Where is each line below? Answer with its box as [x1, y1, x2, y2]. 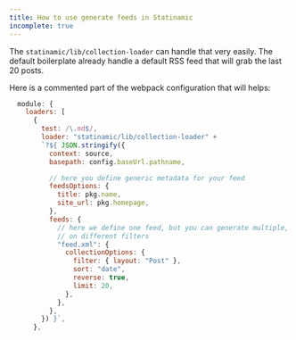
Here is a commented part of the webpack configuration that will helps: [9, 82, 271, 93]
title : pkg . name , [56, 190, 122, 199]
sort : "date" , [72, 265, 126, 274]
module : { [17, 99, 53, 108]
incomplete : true [9, 21, 74, 30]
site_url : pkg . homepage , [56, 198, 150, 208]
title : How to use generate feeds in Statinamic [9, 12, 193, 22]
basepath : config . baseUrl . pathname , [48, 157, 185, 166]
